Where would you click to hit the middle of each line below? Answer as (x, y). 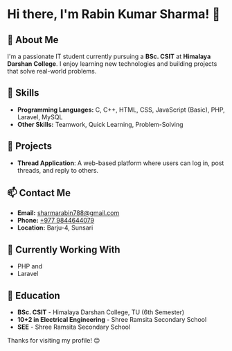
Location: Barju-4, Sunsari (55, 228)
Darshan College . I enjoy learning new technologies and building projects (112, 64)
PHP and (30, 266)
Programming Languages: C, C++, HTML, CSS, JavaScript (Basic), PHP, (121, 110)
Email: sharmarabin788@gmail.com (68, 213)
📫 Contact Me (39, 193)
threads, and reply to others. (58, 170)
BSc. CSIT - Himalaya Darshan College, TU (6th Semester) (101, 312)
